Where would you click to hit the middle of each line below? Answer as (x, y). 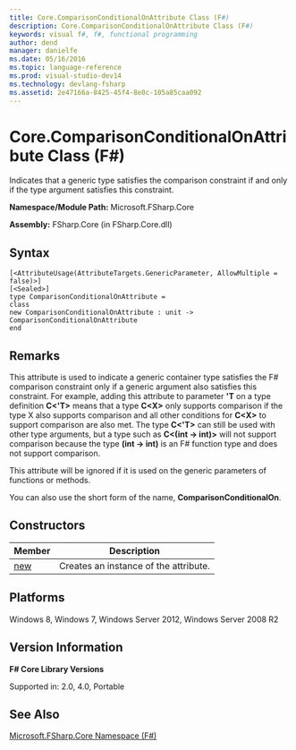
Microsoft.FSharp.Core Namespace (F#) (83, 736)
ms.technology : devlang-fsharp (68, 84)
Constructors (47, 526)
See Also (34, 714)
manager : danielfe (43, 51)
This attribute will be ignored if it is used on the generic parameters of (138, 471)
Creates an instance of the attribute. (135, 566)
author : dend (34, 43)
